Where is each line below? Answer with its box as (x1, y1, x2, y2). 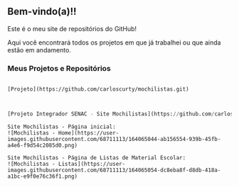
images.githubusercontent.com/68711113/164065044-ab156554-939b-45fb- (7, 135, 221, 142)
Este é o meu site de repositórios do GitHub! (7, 24, 137, 33)
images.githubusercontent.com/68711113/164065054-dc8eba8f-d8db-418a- (7, 166, 221, 174)
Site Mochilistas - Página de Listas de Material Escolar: (7, 154, 186, 161)
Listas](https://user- (58, 160, 126, 167)
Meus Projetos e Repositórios (7, 63, 112, 73)
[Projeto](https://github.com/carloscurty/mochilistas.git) (7, 86, 190, 93)
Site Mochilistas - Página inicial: (7, 123, 116, 130)
